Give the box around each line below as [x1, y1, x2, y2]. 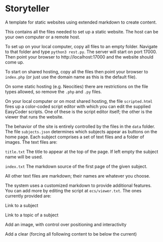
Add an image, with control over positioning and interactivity [5, 221, 127, 227]
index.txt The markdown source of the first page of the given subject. [5, 163, 148, 169]
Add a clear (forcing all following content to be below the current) [5, 231, 137, 237]
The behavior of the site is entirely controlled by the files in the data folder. [5, 123, 155, 129]
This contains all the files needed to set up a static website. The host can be [5, 29, 159, 34]
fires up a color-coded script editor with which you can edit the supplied [5, 103, 151, 109]
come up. [5, 59, 24, 65]
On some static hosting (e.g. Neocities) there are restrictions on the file [5, 83, 148, 89]
